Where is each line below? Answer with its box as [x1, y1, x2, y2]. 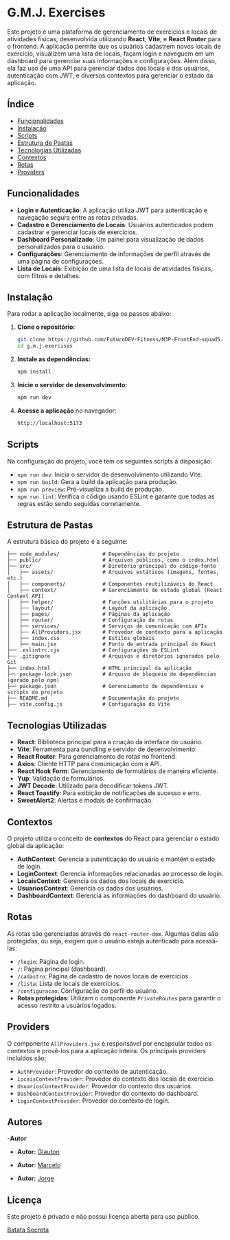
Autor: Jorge [16, 1174, 55, 1182]
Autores [7, 1116, 43, 1128]
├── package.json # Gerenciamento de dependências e [7, 683, 205, 690]
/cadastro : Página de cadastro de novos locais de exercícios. [16, 972, 191, 980]
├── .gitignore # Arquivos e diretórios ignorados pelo [7, 653, 220, 660]
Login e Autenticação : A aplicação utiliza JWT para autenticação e [16, 206, 207, 214]
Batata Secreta [7, 1226, 49, 1234]
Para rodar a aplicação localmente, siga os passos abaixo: [7, 310, 172, 318]
